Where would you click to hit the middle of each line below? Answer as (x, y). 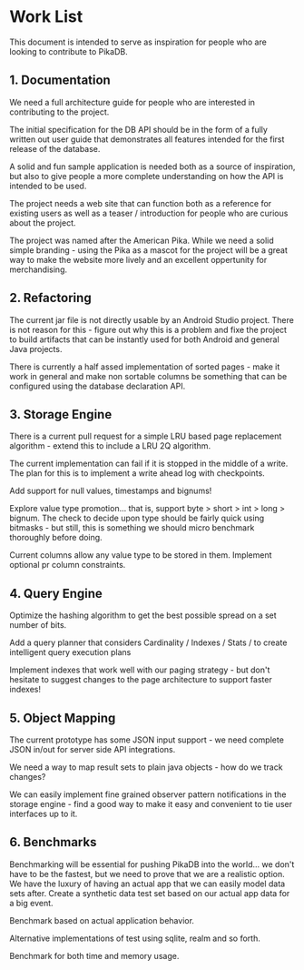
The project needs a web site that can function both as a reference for (141, 203)
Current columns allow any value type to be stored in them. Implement (141, 555)
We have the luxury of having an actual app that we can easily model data (147, 884)
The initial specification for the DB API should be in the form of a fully (138, 129)
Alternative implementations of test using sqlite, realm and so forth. (135, 938)
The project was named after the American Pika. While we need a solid (142, 240)
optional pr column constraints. (68, 565)
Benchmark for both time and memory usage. (94, 955)
